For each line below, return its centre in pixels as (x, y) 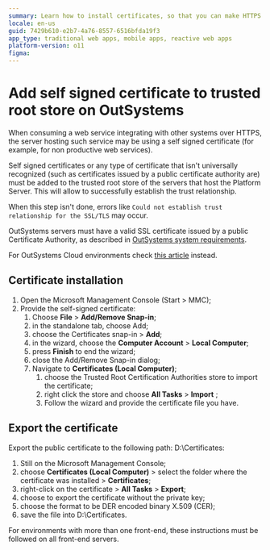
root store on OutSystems (96, 110)
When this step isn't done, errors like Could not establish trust (116, 206)
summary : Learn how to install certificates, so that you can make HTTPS (135, 16)
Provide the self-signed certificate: (78, 308)
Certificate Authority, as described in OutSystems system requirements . (128, 240)
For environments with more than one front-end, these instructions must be (133, 530)
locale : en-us (32, 23)
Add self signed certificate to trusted (135, 93)
